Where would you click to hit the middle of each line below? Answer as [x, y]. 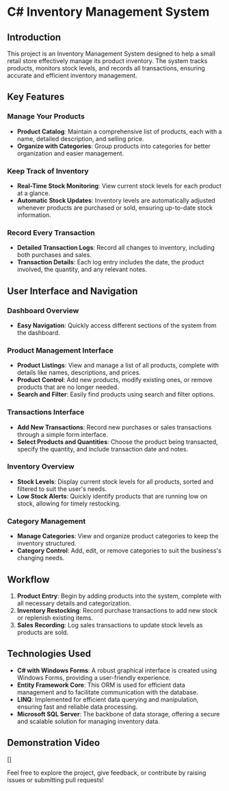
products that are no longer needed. [68, 387]
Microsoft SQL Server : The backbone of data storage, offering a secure [118, 714]
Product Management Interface [60, 350]
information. [34, 215]
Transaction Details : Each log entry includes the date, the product [110, 262]
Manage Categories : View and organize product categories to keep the [118, 536]
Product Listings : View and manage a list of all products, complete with [118, 365]
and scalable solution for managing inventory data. [89, 721]
